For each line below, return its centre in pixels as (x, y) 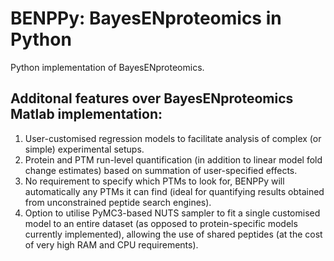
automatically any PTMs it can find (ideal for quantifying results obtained (174, 191)
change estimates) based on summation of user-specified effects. (161, 170)
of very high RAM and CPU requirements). (111, 244)
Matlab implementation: (86, 114)
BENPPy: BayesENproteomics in (146, 18)
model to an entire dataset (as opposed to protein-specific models (161, 223)
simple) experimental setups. (84, 149)
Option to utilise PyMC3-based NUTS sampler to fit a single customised (172, 213)
